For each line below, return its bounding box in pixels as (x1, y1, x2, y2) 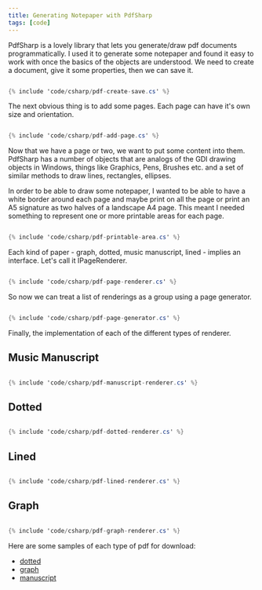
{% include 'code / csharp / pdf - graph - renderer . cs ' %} (8, 526, 180, 534)
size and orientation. (8, 110, 75, 119)
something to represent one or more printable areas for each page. (8, 211, 225, 220)
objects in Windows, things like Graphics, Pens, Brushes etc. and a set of (8, 162, 244, 173)
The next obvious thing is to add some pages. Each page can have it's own (8, 101, 251, 111)
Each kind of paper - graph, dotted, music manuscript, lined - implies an (8, 248, 241, 257)
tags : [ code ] (8, 19, 51, 27)
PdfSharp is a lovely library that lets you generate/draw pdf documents (8, 40, 238, 49)
